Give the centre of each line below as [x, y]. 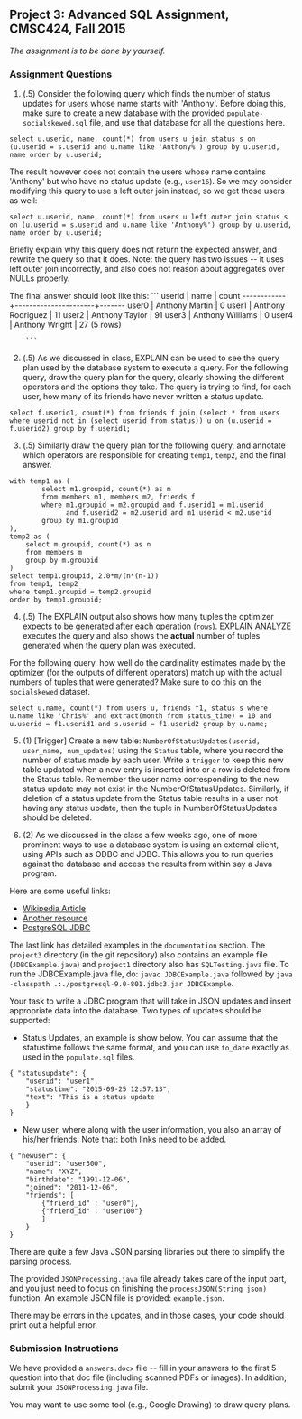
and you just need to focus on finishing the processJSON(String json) [138, 1288]
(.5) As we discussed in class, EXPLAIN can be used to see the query [151, 358]
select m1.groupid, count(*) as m [106, 490]
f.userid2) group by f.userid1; [70, 429]
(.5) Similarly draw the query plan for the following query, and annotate [154, 445]
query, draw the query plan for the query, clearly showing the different [153, 378]
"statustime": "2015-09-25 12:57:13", [98, 1089]
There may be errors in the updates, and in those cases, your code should [147, 1316]
